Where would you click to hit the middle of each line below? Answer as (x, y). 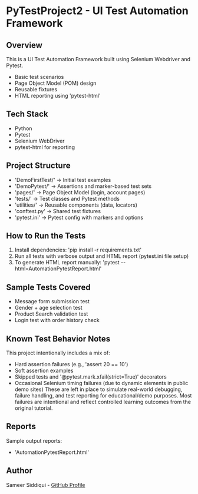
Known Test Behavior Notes (58, 339)
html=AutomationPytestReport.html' (58, 268)
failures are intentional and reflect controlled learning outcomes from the (103, 402)
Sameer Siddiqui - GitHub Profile (46, 485)
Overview (24, 45)
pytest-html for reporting (45, 147)
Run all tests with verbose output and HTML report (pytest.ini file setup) (102, 256)
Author (19, 471)
